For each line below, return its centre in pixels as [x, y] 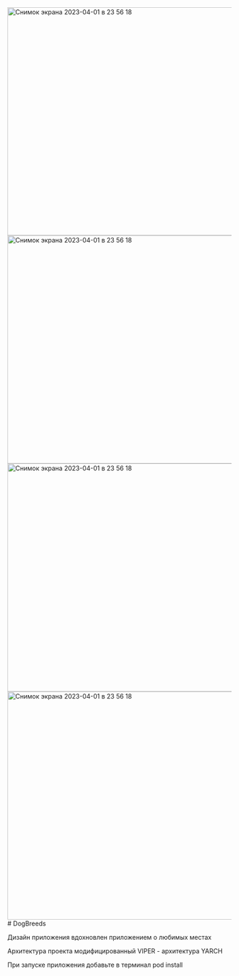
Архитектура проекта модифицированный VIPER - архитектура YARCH [115, 951]
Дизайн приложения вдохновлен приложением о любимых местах [110, 937]
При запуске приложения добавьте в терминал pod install [95, 965]
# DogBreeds [27, 923]
